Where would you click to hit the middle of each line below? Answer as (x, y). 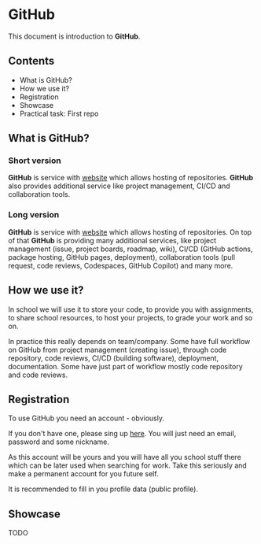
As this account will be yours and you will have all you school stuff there (125, 457)
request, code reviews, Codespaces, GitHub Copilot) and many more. (121, 265)
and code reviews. (38, 375)
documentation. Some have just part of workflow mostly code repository (126, 366)
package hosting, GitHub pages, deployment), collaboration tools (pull (122, 257)
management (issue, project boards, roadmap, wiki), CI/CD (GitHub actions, (130, 249)
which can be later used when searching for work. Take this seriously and (128, 465)
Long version (34, 215)
